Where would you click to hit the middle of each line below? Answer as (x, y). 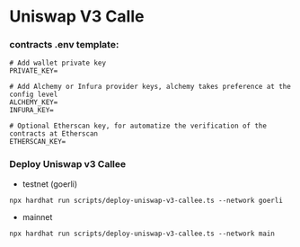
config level (34, 95)
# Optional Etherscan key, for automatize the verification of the (138, 126)
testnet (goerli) (50, 184)
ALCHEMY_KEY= (34, 102)
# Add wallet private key (57, 63)
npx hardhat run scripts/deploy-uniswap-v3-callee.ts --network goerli (146, 200)
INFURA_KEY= (31, 110)
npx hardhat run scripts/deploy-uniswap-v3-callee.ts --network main (142, 234)
